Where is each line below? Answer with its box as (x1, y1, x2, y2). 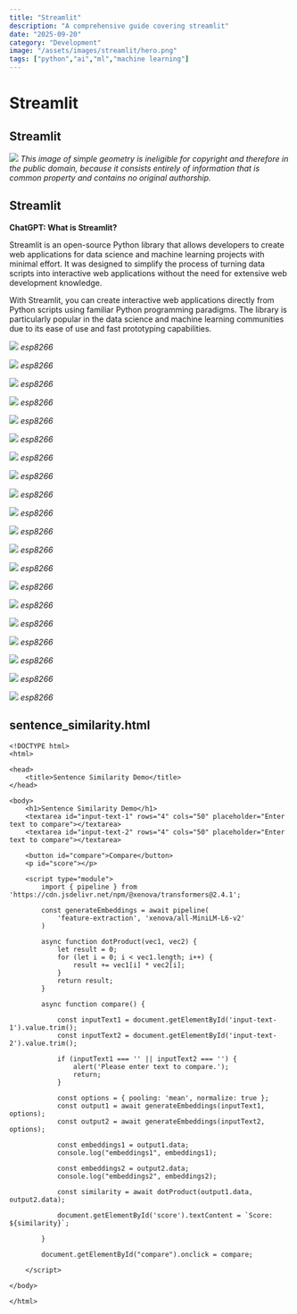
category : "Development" (9, 38, 102, 47)
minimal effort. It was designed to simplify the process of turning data (9, 258, 266, 269)
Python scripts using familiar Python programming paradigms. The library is (9, 304, 287, 315)
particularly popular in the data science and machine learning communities (9, 314, 285, 324)
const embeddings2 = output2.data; (56, 1164, 190, 1173)
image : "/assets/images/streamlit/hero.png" (9, 46, 177, 55)
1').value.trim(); (9, 1023, 78, 1032)
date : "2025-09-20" (9, 29, 82, 38)
